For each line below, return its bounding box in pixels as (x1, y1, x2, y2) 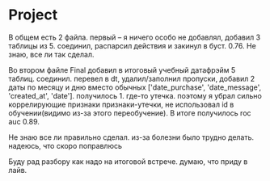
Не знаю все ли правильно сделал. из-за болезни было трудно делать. (8, 132, 255, 142)
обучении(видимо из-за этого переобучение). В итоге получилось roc (8, 107, 252, 118)
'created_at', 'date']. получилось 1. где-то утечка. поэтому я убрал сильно (8, 90, 263, 100)
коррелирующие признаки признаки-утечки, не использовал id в (8, 99, 234, 109)
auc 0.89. (8, 116, 40, 126)
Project (8, 6, 58, 24)
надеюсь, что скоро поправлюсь (8, 141, 123, 150)
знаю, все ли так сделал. (8, 49, 95, 59)
